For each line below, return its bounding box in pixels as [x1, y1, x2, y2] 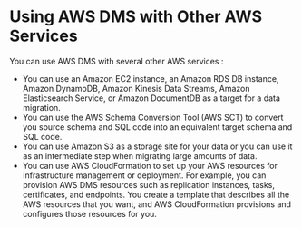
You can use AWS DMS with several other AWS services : [9, 55, 224, 66]
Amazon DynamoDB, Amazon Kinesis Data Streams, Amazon [22, 83, 250, 94]
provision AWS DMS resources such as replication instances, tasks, [22, 179, 275, 190]
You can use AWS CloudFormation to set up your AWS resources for [22, 160, 278, 171]
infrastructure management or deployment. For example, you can [22, 170, 267, 181]
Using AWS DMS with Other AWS [9, 6, 263, 27]
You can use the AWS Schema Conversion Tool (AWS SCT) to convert [22, 112, 284, 123]
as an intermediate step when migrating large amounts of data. [22, 150, 258, 161]
